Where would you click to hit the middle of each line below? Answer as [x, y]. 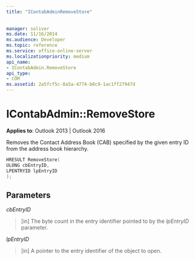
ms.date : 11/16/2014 [32, 34]
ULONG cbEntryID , [28, 165]
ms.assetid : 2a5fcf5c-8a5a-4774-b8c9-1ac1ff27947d [71, 85]
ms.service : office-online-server [49, 51]
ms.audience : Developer [36, 40]
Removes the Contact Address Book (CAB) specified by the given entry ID [97, 142]
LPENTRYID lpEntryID [32, 171]
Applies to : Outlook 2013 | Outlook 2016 [56, 130]
